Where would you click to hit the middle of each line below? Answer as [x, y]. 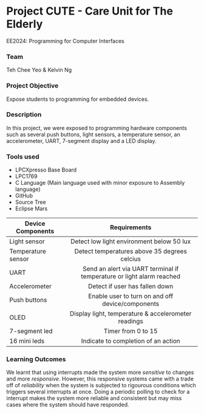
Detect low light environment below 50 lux [131, 241]
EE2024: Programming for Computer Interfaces [65, 41]
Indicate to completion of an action [131, 341]
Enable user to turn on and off [131, 296]
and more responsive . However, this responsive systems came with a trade [100, 379]
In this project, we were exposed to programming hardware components [97, 128]
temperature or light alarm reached [131, 277]
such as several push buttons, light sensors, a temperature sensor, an [93, 134]
